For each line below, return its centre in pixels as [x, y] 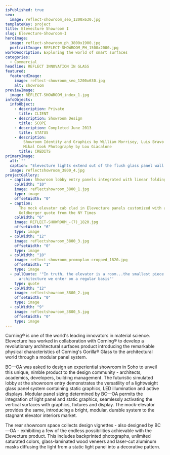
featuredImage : [26, 76]
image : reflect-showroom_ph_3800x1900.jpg [55, 43]
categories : [18, 57]
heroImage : [17, 39]
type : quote [27, 284]
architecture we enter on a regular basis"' [66, 279]
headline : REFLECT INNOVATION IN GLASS [47, 66]
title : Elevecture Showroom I [37, 29]
